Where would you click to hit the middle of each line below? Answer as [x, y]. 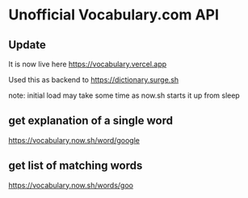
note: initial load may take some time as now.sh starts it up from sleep [124, 95]
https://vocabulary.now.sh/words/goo [71, 185]
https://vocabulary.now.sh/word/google [74, 140]
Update [27, 45]
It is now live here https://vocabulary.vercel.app [88, 64]
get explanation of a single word [91, 121]
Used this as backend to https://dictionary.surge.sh [94, 80]
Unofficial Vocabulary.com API [114, 15]
